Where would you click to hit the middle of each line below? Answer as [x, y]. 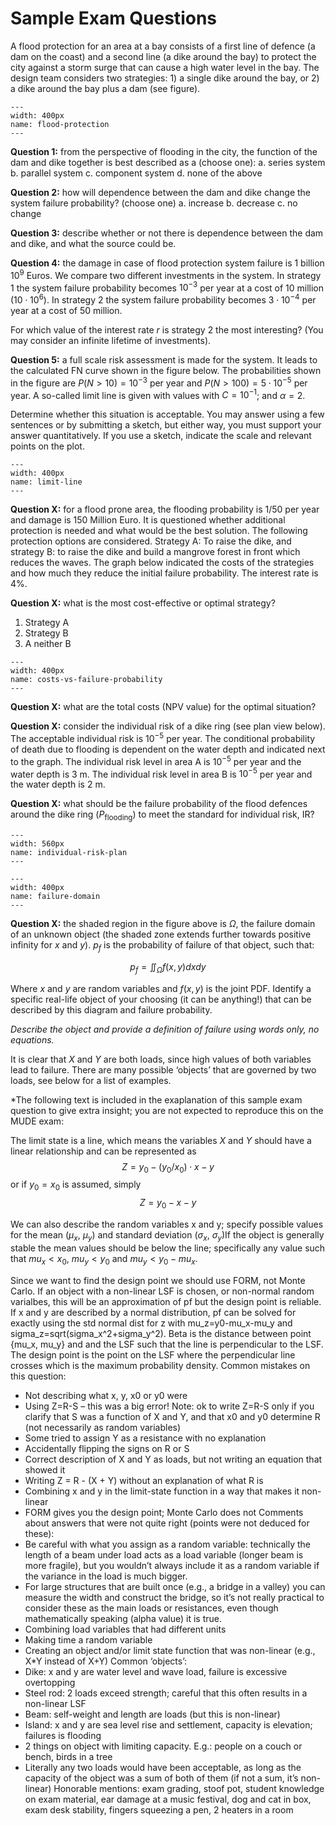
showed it [45, 1469]
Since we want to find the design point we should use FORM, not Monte [158, 1280]
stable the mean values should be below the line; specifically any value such [168, 1248]
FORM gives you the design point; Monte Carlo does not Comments [164, 1512]
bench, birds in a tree [68, 1756]
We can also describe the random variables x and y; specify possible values [167, 1224]
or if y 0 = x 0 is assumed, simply [76, 1185]
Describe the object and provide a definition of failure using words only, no [165, 1029]
